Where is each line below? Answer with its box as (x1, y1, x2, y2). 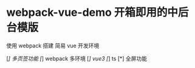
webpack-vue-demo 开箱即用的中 (6, 5, 178, 19)
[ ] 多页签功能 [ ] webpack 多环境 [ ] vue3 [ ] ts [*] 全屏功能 (6, 55, 148, 62)
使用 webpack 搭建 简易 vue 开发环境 (6, 42, 100, 49)
